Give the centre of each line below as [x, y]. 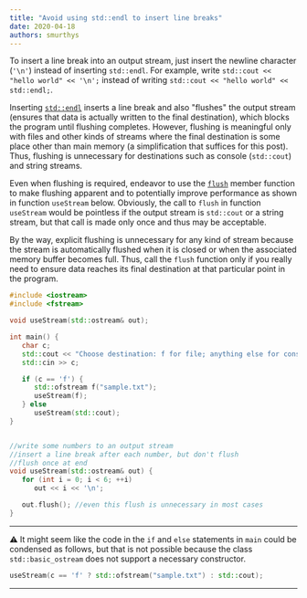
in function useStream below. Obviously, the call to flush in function [136, 203]
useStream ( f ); [61, 396]
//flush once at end [49, 463]
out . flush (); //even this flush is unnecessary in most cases [142, 505]
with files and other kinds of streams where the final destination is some [145, 137]
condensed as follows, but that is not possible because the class [131, 549]
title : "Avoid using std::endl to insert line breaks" [116, 18]
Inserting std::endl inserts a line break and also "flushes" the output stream [153, 108]
